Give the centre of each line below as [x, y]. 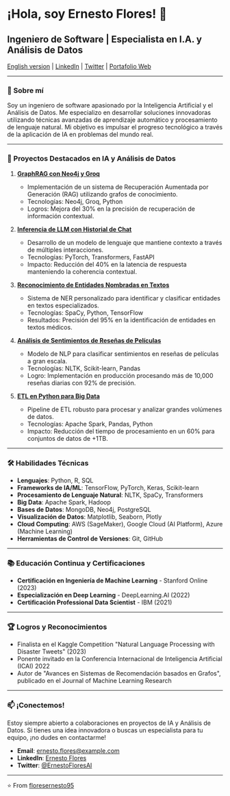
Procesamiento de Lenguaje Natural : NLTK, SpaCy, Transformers [110, 495]
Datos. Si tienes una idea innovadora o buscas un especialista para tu [105, 730]
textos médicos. [50, 327]
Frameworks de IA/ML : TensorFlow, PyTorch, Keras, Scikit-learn [108, 487]
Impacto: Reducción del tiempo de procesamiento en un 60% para [121, 431]
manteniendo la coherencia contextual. [82, 271]
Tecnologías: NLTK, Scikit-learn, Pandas [84, 368]
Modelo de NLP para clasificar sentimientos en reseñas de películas [123, 354]
